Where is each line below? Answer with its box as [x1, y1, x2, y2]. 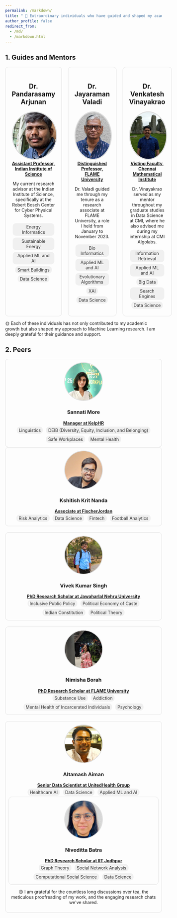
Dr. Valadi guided [74, 186, 110, 192]
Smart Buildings [17, 267, 50, 273]
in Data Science [131, 212, 164, 218]
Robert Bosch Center [12, 202, 55, 207]
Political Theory [90, 610, 123, 615]
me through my [76, 191, 108, 197]
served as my [133, 191, 161, 197]
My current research [12, 181, 55, 187]
